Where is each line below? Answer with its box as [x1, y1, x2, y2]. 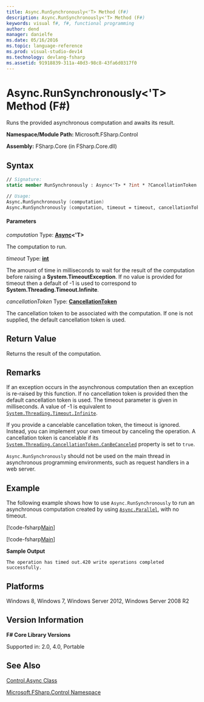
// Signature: [6, 177, 42, 183]
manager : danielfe [6, 32, 53, 38]
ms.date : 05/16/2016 [6, 37, 59, 43]
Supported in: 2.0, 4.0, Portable [6, 643, 85, 650]
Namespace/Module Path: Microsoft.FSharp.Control [6, 131, 138, 138]
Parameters [6, 217, 36, 225]
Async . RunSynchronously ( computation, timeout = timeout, [6, 205, 156, 211]
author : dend [6, 26, 39, 32]
